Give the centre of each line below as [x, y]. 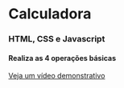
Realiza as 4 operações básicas [62, 58]
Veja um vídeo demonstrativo [57, 76]
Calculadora [50, 14]
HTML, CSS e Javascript [57, 39]
